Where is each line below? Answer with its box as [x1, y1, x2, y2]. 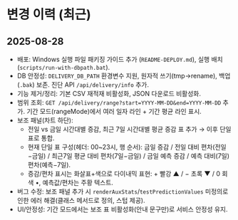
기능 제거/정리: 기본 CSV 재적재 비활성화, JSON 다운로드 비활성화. [16, 90, 201, 98]
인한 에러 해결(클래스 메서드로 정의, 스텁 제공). [16, 197, 145, 204]
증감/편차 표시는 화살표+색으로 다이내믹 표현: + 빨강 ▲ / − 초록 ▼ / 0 [27, 169, 221, 178]
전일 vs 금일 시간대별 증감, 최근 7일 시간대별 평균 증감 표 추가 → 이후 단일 [27, 125, 232, 133]
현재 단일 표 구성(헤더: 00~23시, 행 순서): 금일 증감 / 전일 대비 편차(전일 [27, 143, 227, 151]
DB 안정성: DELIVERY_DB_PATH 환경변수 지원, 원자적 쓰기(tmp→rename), [16, 72, 218, 80]
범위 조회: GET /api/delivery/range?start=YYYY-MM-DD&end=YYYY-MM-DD [16, 98, 222, 107]
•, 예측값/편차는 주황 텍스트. [35, 179, 113, 187]
